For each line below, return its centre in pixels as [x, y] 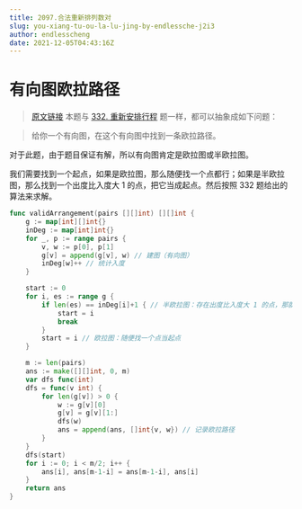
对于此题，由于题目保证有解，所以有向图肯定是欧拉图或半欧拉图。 [131, 155]
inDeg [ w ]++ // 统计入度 [84, 263]
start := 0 [46, 289]
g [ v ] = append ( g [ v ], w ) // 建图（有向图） [117, 255]
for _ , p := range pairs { [76, 238]
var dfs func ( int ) [60, 380]
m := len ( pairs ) [56, 363]
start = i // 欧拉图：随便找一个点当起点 [111, 338]
